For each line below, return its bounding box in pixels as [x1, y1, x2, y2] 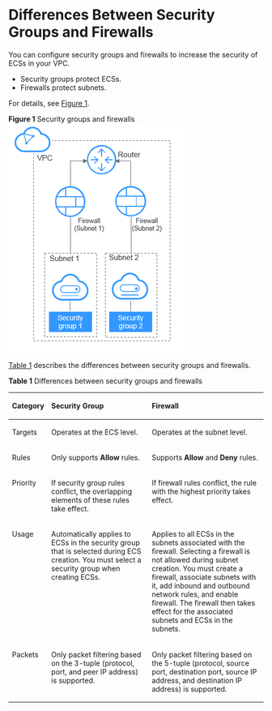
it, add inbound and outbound [151, 581, 250, 591]
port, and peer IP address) [51, 666, 139, 676]
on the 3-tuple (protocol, [51, 658, 135, 668]
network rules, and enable [151, 589, 239, 599]
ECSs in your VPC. [8, 58, 70, 68]
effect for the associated [151, 606, 233, 617]
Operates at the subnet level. [151, 427, 248, 437]
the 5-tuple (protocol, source [151, 658, 249, 668]
